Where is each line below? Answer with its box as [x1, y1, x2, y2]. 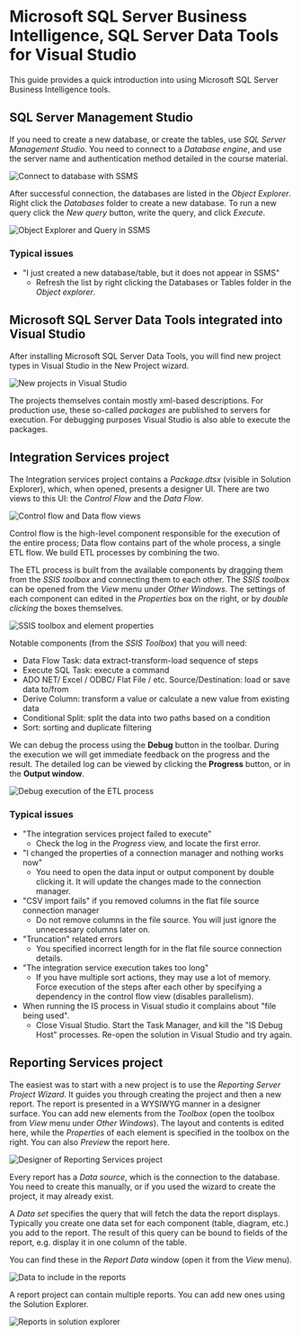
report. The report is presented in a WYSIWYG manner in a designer [9, 1098, 261, 1109]
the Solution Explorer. [9, 1298, 89, 1309]
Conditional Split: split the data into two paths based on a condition [22, 712, 271, 723]
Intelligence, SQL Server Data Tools [9, 25, 279, 46]
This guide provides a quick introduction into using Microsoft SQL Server [9, 74, 279, 85]
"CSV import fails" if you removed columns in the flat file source [22, 895, 260, 906]
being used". [22, 1010, 70, 1021]
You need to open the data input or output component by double [35, 866, 275, 877]
